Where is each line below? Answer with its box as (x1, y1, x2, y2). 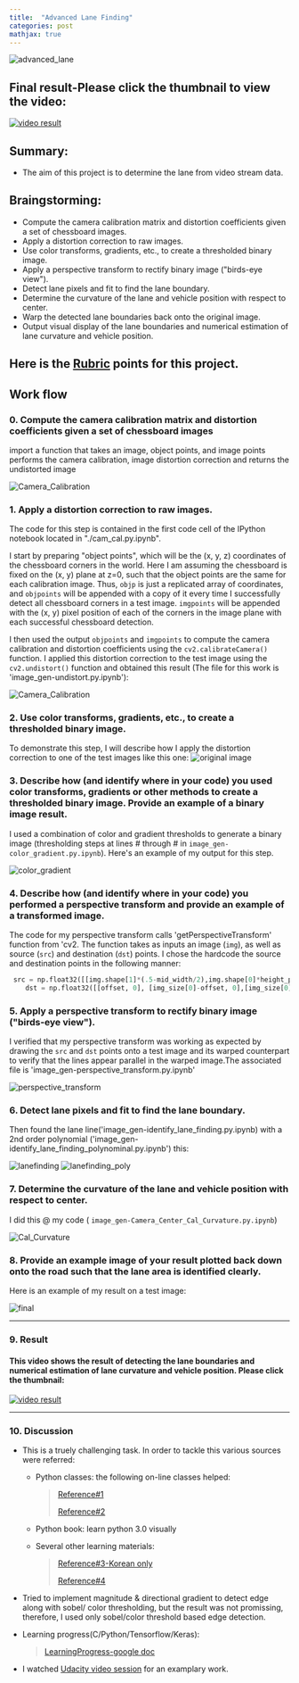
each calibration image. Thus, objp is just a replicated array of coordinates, (9, 579, 284, 590)
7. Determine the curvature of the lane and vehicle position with (9, 1183, 289, 1196)
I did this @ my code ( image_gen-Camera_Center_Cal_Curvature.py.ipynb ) (9, 1215, 278, 1225)
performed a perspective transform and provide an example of (9, 898, 285, 910)
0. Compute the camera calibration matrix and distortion (9, 413, 258, 426)
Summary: (9, 144, 69, 159)
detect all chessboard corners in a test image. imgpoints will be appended (9, 598, 280, 609)
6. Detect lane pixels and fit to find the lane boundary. (9, 1104, 246, 1116)
